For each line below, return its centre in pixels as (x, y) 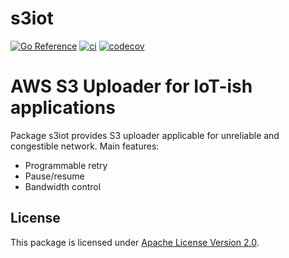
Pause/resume (54, 176)
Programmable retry (66, 165)
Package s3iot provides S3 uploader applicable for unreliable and (145, 135)
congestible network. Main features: (85, 146)
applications (63, 108)
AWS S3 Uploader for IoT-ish (131, 86)
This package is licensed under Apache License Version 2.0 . (135, 242)
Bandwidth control (63, 186)
